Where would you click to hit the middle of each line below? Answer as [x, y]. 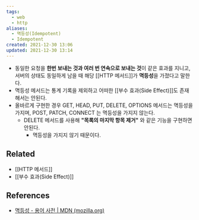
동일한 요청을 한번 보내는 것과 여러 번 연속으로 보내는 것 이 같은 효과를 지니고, [102, 68]
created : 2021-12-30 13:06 [40, 45]
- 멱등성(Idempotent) [36, 34]
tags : [13, 12]
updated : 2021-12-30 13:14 [40, 51]
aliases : [17, 28]
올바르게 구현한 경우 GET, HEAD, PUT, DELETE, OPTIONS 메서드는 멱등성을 [104, 105]
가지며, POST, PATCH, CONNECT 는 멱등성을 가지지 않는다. [85, 112]
